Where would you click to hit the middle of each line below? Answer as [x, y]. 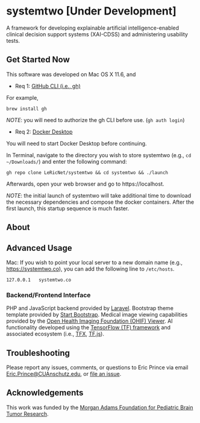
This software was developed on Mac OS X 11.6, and [71, 74]
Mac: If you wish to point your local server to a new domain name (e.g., [94, 262]
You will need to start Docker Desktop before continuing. [77, 143]
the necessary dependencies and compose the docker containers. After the [100, 202]
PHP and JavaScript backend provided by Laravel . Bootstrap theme [90, 308]
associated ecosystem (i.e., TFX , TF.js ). [55, 334]
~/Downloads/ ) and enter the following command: [67, 161]
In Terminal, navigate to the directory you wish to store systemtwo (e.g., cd [99, 155]
